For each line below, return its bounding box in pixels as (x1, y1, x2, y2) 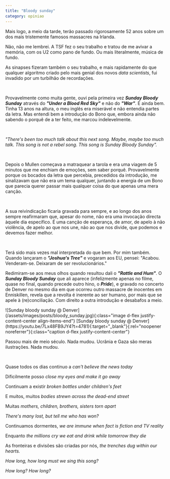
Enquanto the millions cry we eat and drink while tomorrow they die (5, 433, 147, 439)
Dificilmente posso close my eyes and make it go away (5, 373, 121, 379)
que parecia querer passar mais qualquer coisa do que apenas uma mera (5, 183, 158, 189)
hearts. (5, 448, 20, 454)
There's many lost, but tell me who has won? (5, 413, 99, 419)
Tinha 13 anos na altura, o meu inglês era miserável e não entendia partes (5, 105, 159, 111)
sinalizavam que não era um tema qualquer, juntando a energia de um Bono (5, 177, 163, 183)
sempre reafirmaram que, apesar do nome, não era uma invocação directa (5, 213, 161, 219)
